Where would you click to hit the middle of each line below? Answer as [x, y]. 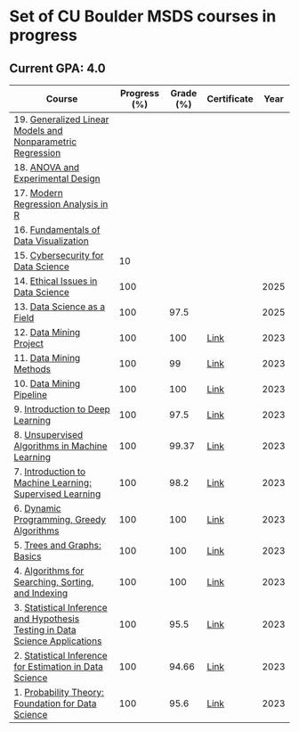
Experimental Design [57, 178]
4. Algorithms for [49, 571]
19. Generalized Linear [61, 119]
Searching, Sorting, [54, 582]
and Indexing [41, 593]
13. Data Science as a [60, 307]
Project [29, 343]
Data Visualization [51, 241]
